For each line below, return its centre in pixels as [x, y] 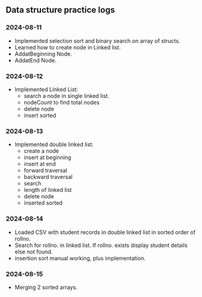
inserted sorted [43, 203]
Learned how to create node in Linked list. [67, 47]
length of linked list [48, 190]
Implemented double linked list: [54, 145]
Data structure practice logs [60, 10]
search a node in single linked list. [66, 96]
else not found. [34, 251]
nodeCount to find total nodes [62, 102]
